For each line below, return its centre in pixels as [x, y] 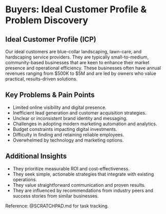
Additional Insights [36, 156]
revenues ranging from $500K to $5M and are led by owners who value [81, 73]
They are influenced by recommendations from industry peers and [83, 190]
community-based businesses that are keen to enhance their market [77, 62]
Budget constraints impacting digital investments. [65, 129]
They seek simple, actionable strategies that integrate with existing [83, 174]
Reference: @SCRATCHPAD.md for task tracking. [57, 206]
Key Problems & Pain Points [50, 95]
